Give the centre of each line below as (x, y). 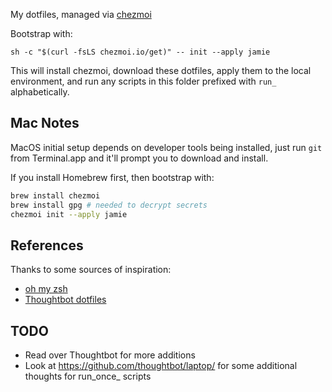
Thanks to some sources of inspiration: (91, 270)
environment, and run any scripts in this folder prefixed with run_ (143, 81)
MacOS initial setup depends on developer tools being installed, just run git (166, 147)
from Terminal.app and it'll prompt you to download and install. (139, 158)
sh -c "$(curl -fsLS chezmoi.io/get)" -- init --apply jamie (140, 52)
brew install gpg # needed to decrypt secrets (109, 205)
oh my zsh (46, 289)
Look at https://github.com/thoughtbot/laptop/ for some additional (161, 366)
